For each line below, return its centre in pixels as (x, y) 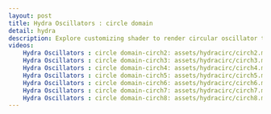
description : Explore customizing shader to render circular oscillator (133, 38)
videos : (21, 46)
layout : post (30, 16)
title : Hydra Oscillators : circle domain (81, 23)
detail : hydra (32, 31)
